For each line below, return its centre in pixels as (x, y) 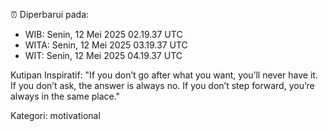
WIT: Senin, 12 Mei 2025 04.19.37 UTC (103, 55)
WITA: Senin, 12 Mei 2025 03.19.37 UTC (106, 45)
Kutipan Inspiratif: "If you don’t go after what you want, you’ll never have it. (164, 75)
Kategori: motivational (55, 115)
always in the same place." (65, 96)
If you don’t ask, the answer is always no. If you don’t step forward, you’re (162, 85)
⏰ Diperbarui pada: (50, 14)
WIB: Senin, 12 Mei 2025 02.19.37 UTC (103, 34)
